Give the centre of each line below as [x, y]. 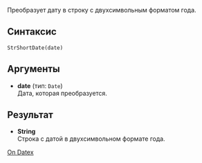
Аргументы [34, 69]
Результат [30, 115]
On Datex [20, 153]
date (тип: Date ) [40, 85]
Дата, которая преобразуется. [62, 93]
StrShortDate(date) [35, 48]
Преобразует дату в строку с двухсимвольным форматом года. [102, 10]
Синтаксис [32, 32]
